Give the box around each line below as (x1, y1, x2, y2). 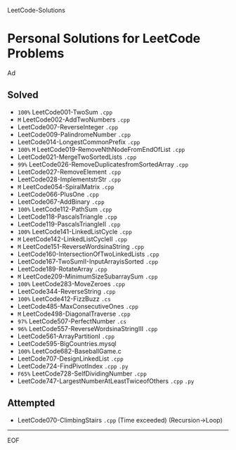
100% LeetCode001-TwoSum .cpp (17, 108, 113, 116)
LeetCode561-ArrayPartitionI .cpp (17, 332, 114, 340)
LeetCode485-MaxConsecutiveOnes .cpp (17, 302, 139, 310)
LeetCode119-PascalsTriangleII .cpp (17, 219, 121, 228)
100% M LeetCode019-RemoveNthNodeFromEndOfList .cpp (17, 145, 185, 153)
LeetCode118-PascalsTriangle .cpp (17, 212, 117, 221)
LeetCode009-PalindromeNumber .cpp (17, 130, 131, 139)
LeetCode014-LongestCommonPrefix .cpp (17, 137, 140, 146)
